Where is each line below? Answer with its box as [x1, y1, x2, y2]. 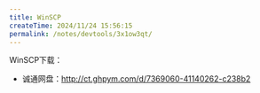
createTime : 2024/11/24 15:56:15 [9, 21, 133, 30]
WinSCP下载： [9, 55, 63, 66]
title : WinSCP [9, 12, 62, 22]
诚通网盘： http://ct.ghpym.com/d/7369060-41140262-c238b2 [21, 74, 251, 84]
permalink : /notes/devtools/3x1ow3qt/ [9, 29, 153, 38]
